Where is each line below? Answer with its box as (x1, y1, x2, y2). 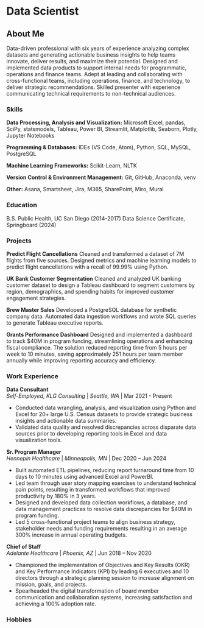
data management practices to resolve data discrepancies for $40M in (15, 506, 192, 513)
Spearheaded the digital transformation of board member (15, 587, 160, 594)
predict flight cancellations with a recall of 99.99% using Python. (6, 263, 169, 270)
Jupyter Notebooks (6, 132, 55, 139)
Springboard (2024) (6, 221, 57, 228)
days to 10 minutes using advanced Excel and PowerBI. (15, 473, 154, 481)
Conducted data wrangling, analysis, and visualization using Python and (15, 404, 196, 412)
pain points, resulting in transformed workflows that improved (15, 486, 171, 493)
